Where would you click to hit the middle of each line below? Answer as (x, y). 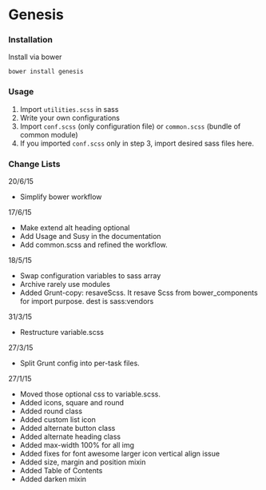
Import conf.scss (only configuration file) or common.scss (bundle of (130, 126)
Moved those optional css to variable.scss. (90, 394)
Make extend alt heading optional (75, 228)
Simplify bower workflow (61, 197)
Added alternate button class (67, 428)
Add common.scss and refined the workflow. (93, 245)
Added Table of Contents (61, 471)
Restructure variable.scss (62, 333)
